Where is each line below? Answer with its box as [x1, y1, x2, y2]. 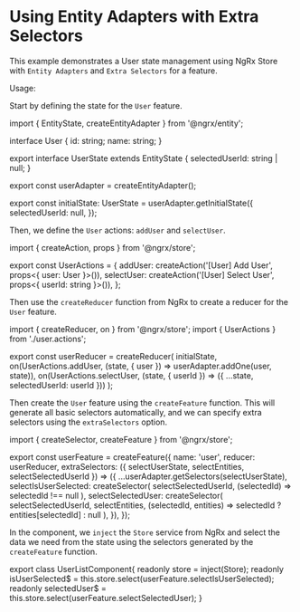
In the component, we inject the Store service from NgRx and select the [9, 527, 280, 538]
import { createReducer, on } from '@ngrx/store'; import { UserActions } [9, 323, 277, 334]
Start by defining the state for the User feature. [9, 100, 183, 110]
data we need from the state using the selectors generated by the [9, 536, 254, 547]
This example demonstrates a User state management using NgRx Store [9, 55, 278, 66]
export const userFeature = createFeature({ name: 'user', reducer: [9, 451, 256, 463]
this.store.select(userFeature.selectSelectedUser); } [9, 592, 203, 603]
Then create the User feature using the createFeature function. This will [9, 397, 276, 408]
